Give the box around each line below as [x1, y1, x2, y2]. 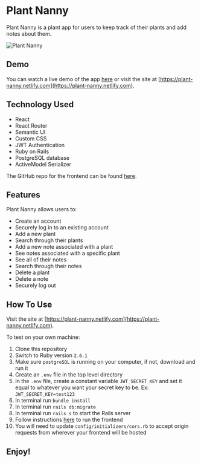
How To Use [6, 299, 53, 309]
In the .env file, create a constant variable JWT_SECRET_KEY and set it [14, 378, 182, 385]
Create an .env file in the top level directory [14, 371, 123, 378]
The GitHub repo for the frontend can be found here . [6, 172, 137, 179]
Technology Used [6, 99, 74, 110]
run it [14, 364, 28, 372]
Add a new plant [14, 231, 56, 238]
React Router [14, 122, 48, 129]
